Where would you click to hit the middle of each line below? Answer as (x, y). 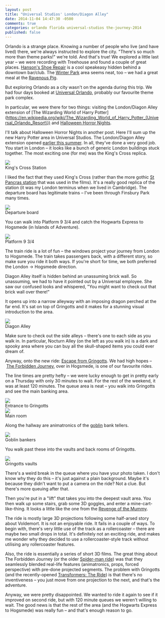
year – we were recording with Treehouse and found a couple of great (76, 62)
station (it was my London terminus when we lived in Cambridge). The (76, 188)
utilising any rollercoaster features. (40, 544)
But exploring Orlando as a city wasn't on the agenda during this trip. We (79, 87)
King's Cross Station (26, 168)
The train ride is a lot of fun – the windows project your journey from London (82, 251)
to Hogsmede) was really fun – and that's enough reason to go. (69, 610)
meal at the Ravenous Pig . (31, 78)
